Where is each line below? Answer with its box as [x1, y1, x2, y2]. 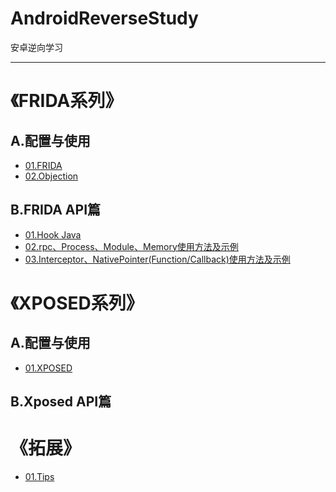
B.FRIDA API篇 [10, 202, 102, 219]
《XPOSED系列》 [10, 292, 144, 314]
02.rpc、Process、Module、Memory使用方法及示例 [24, 240, 239, 252]
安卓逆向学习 [10, 41, 63, 53]
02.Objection [24, 170, 79, 182]
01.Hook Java [24, 228, 82, 241]
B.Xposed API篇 [10, 393, 112, 411]
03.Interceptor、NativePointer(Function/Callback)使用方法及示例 [24, 253, 291, 265]
